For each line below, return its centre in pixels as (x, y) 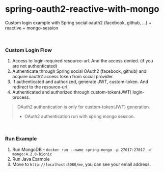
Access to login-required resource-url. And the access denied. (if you (82, 61)
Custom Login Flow (28, 50)
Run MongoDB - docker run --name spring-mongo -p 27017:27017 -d (82, 149)
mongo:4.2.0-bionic (32, 154)
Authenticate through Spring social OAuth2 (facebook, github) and (79, 71)
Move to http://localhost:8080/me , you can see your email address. (82, 164)
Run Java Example (31, 159)
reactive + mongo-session (32, 28)
